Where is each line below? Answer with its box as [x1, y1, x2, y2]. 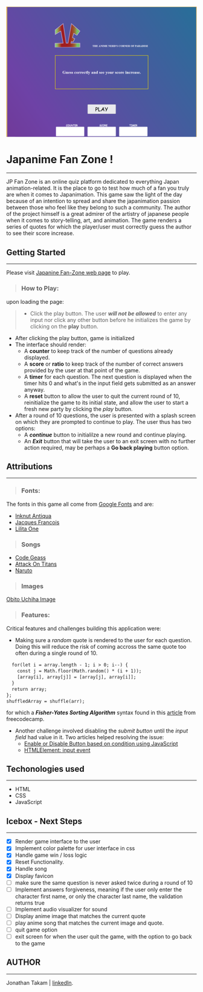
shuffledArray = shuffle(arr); [6, 698, 85, 704]
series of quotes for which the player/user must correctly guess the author [6, 223, 192, 230]
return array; [11, 686, 47, 692]
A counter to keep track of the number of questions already [24, 347, 173, 355]
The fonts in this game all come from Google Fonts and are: [6, 500, 154, 508]
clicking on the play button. [30, 323, 98, 330]
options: [14, 424, 36, 432]
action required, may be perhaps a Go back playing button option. [24, 444, 189, 451]
